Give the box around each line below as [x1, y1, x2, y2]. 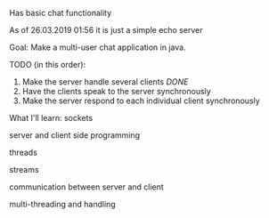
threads [9, 147, 38, 157]
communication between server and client [9, 182, 165, 192]
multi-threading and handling [9, 199, 116, 209]
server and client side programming [9, 130, 141, 141]
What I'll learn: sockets [9, 113, 94, 123]
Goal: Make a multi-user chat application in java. [9, 42, 186, 52]
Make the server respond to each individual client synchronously [21, 95, 260, 106]
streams [9, 165, 39, 174]
